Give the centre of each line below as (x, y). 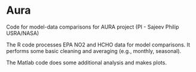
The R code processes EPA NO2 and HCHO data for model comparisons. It (98, 45)
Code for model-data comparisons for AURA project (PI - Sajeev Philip (93, 27)
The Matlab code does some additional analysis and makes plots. (87, 62)
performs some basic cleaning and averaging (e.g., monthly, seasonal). (94, 51)
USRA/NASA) (23, 33)
